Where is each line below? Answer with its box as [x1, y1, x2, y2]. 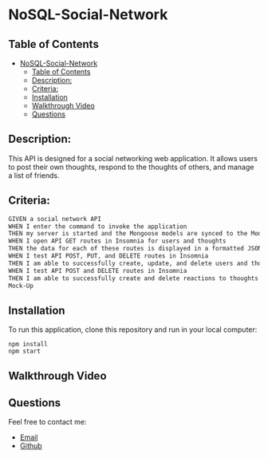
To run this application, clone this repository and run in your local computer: [8, 325, 258, 334]
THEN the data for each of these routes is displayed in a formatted [8, 245, 245, 253]
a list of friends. [8, 170, 60, 180]
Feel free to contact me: [8, 417, 87, 427]
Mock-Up [8, 282, 34, 290]
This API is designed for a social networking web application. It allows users [8, 153, 258, 163]
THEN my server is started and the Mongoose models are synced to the [8, 230, 248, 238]
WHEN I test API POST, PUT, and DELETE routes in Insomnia [8, 252, 209, 260]
